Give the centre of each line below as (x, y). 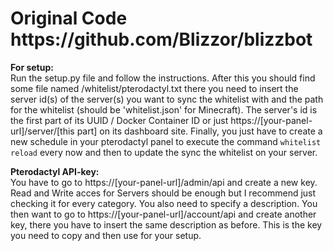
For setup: (32, 67)
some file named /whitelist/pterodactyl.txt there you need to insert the (154, 88)
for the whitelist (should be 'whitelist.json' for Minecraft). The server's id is (164, 109)
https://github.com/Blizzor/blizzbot (161, 39)
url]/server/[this (42, 131)
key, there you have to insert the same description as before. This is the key (166, 224)
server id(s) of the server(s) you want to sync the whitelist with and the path (167, 99)
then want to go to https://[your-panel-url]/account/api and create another (163, 214)
